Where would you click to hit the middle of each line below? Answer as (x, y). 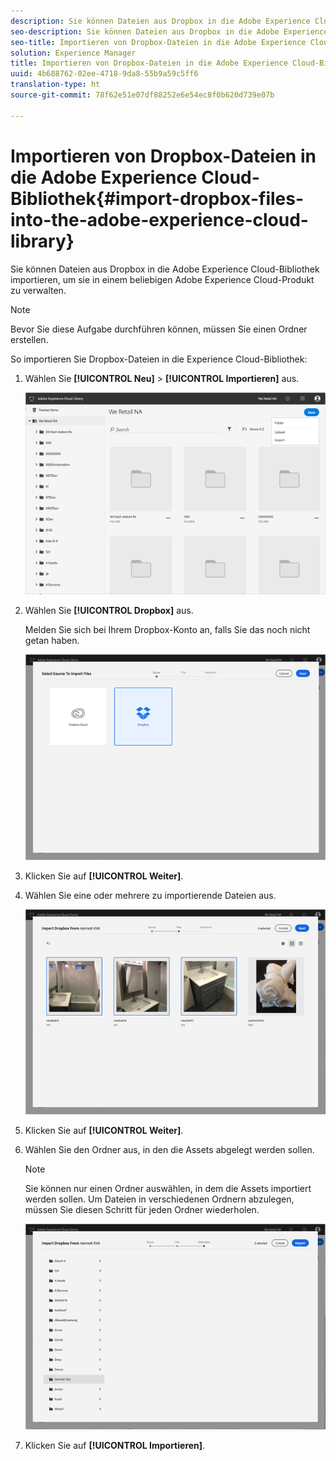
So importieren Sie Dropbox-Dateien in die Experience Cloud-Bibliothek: (159, 359)
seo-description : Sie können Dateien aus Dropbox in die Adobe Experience (169, 31)
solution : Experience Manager (73, 53)
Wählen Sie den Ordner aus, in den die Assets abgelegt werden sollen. (169, 1149)
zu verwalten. (38, 290)
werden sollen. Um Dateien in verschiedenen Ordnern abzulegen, (159, 1199)
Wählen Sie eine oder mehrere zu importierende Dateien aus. (150, 895)
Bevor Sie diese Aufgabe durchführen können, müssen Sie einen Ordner (159, 329)
